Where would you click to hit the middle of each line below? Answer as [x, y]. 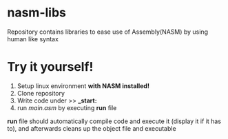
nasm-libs [37, 13]
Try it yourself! [50, 67]
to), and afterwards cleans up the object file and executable [92, 128]
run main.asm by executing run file [67, 107]
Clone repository [41, 93]
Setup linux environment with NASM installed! [83, 86]
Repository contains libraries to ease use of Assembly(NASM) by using [108, 32]
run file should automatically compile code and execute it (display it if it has [114, 121]
